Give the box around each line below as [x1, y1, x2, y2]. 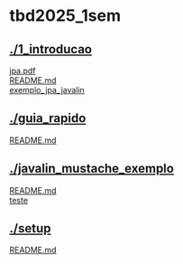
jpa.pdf [9, 65, 36, 76]
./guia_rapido [9, 110, 87, 127]
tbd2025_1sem [9, 5, 122, 26]
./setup [9, 221, 51, 236]
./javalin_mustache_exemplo [9, 161, 174, 176]
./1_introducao [9, 42, 93, 57]
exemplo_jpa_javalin [9, 85, 86, 95]
